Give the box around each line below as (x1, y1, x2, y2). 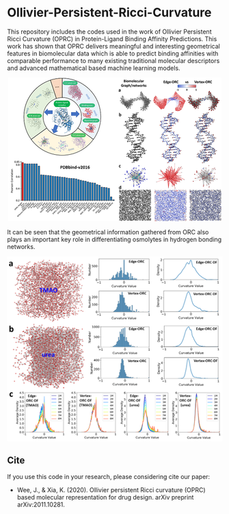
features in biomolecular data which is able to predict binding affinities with (7, 49, 219, 58)
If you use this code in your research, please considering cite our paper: (7, 473, 211, 481)
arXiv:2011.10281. (16, 500, 65, 509)
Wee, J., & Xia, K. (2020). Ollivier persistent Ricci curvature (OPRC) (16, 486, 206, 494)
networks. (7, 242, 36, 251)
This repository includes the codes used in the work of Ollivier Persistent (7, 27, 212, 36)
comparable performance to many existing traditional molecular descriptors (7, 56, 220, 64)
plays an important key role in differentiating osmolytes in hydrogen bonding (7, 235, 222, 243)
